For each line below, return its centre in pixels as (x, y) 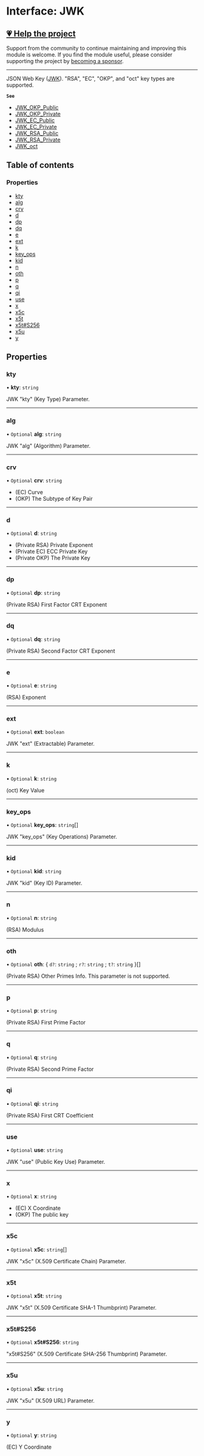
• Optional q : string (32, 1057)
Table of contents (40, 165)
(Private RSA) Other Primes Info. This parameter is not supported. (88, 976)
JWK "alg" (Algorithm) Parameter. (49, 445)
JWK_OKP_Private (38, 114)
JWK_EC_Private (36, 127)
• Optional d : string (32, 534)
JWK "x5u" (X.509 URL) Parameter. (51, 1400)
